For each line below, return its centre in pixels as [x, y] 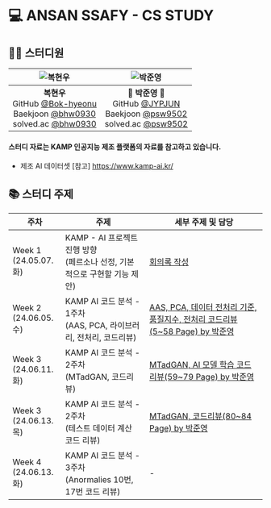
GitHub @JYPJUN [146, 104]
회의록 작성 [169, 262]
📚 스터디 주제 [41, 194]
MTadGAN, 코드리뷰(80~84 [200, 416]
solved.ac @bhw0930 [54, 124]
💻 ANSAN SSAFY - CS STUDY [111, 16]
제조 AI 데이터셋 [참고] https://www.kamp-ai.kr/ [96, 166]
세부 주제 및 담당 [204, 223]
